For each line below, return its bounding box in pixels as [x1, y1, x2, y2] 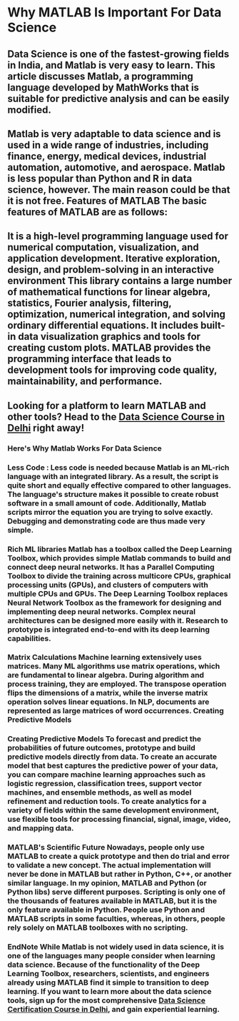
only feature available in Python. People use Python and [7, 905, 205, 915]
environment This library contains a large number [7, 275, 233, 287]
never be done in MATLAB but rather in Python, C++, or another [7, 869, 232, 879]
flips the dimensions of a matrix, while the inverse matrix [7, 688, 208, 698]
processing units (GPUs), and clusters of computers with [7, 580, 208, 590]
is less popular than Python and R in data [7, 172, 193, 184]
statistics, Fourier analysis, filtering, [7, 297, 172, 309]
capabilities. [7, 633, 51, 643]
